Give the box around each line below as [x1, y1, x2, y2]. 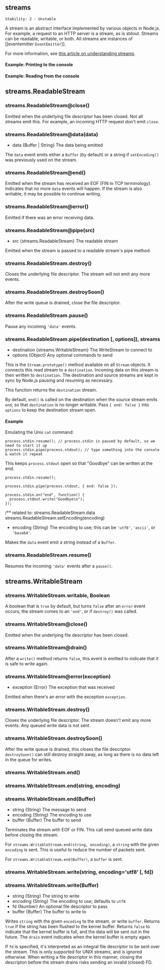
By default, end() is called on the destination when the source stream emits [5, 397, 158, 403]
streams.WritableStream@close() [5, 621, 88, 628]
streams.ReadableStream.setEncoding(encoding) [5, 515, 105, 521]
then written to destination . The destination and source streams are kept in [5, 372, 159, 378]
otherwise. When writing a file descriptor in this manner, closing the [5, 954, 142, 960]
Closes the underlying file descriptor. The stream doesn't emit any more [5, 717, 151, 723]
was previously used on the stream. [5, 157, 78, 163]
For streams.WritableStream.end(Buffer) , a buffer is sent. [5, 856, 123, 862]
